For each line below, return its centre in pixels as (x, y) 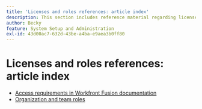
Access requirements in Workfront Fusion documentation (86, 93)
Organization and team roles (50, 99)
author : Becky (24, 23)
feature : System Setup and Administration (60, 28)
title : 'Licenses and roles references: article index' (78, 12)
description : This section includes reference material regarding (91, 17)
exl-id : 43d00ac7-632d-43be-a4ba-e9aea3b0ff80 (66, 34)
